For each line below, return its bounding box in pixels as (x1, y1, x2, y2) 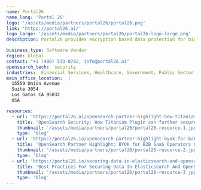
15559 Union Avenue (11, 81, 60, 87)
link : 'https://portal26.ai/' (6, 25, 82, 32)
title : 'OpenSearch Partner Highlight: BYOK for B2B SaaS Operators (17, 142, 191, 148)
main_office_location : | (6, 75, 71, 81)
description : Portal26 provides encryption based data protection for (6, 36, 186, 42)
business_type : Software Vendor (6, 47, 87, 54)
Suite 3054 (11, 86, 39, 93)
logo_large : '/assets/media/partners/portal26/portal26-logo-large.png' (6, 31, 191, 37)
